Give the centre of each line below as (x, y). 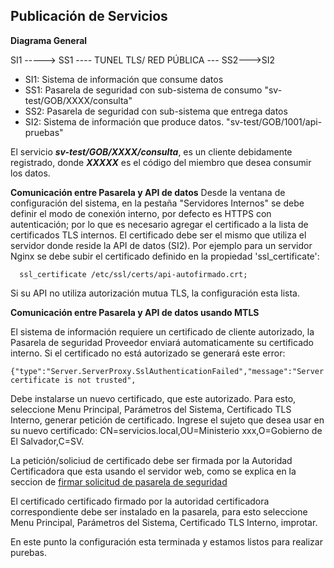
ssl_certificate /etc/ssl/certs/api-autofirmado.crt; (133, 274)
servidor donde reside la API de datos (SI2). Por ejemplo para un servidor (161, 245)
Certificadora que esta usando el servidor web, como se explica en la (153, 471)
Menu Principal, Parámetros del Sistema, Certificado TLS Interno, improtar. (164, 522)
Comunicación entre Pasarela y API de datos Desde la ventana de (148, 192)
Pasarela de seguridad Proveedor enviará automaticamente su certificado (162, 342)
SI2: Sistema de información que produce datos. (124, 121)
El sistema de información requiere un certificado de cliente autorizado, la (162, 331)
